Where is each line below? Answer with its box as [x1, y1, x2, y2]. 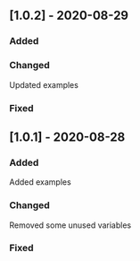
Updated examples [9, 79, 78, 90]
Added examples [9, 177, 71, 187]
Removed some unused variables [9, 220, 132, 231]
